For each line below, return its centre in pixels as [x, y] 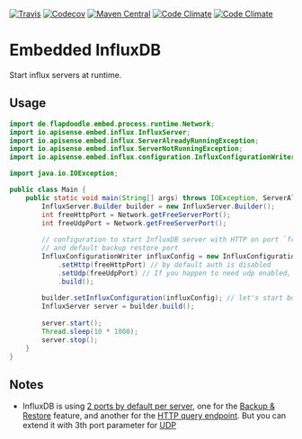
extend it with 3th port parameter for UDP [99, 426]
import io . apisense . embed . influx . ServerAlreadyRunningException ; [134, 140]
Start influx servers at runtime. [66, 75]
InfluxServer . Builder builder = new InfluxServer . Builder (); [159, 206]
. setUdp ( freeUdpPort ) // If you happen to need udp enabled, [174, 273]
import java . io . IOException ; [64, 174]
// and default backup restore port [110, 248]
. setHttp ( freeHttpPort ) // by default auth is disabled [164, 265]
